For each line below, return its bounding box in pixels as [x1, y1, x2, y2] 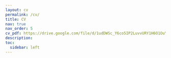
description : [5, 36, 33, 41]
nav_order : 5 [5, 26, 33, 31]
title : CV [5, 17, 26, 22]
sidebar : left [10, 45, 40, 50]
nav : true [5, 21, 26, 27]
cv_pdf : [5, 31, 22, 36]
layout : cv [5, 7, 28, 13]
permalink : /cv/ [5, 12, 40, 17]
